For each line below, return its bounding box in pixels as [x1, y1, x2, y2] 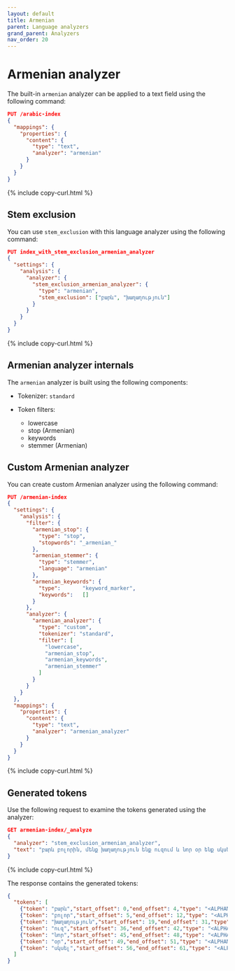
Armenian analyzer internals [7, 359, 134, 371]
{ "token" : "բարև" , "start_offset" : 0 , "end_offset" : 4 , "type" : [20, 905, 202, 913]
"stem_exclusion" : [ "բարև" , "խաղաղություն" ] [38, 294, 171, 301]
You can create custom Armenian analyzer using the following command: [7, 480, 218, 488]
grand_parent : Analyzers [7, 29, 80, 37]
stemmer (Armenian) [27, 441, 88, 449]
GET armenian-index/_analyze [7, 827, 92, 834]
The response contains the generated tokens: [7, 879, 138, 887]
